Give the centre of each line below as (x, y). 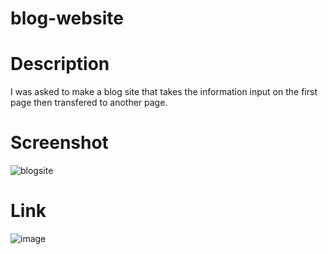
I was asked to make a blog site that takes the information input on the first (164, 92)
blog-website (67, 18)
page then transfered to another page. (89, 103)
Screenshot (59, 143)
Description (60, 64)
